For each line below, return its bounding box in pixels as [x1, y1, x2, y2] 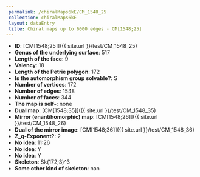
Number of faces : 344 [14, 94, 72, 101]
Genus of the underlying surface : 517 [14, 49, 111, 56]
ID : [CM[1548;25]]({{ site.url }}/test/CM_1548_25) [14, 42, 137, 50]
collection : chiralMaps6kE [8, 15, 77, 21]
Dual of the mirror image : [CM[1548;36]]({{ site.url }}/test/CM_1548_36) [14, 126, 195, 133]
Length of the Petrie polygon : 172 [14, 68, 100, 76]
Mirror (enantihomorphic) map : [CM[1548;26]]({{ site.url [14, 113, 158, 121]
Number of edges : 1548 [14, 87, 75, 95]
